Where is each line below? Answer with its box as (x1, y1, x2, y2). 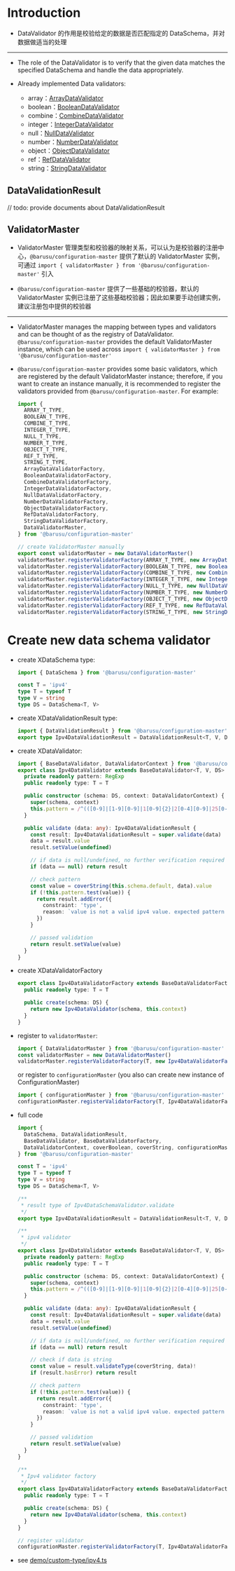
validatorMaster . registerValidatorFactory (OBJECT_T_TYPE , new (17, 595, 203, 602)
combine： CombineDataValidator (27, 111, 124, 120)
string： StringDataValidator (27, 163, 107, 172)
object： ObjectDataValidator (27, 146, 111, 155)
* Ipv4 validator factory (20, 1472, 97, 1480)
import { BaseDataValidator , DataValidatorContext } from (17, 760, 190, 767)
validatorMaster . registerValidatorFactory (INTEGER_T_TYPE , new (17, 576, 206, 583)
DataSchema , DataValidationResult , (24, 1131, 128, 1138)
